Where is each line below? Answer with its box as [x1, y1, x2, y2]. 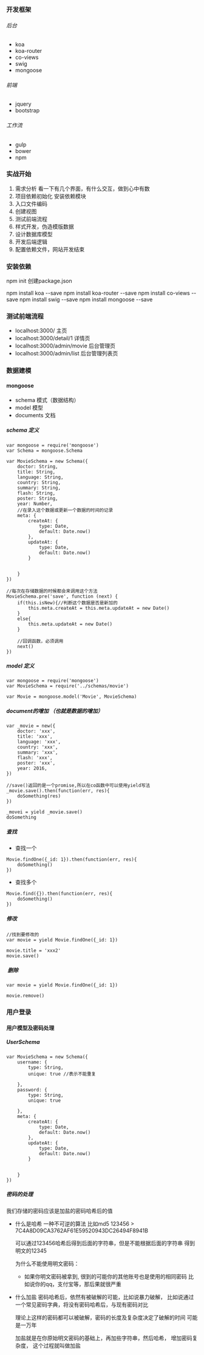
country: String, [17, 479, 61, 485]
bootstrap [15, 107, 40, 114]
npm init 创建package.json [6, 278, 72, 285]
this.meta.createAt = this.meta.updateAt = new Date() [28, 605, 170, 611]
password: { [17, 1087, 47, 1093]
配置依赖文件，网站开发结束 [15, 245, 85, 253]
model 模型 [15, 404, 44, 411]
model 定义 [6, 662, 35, 669]
